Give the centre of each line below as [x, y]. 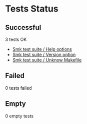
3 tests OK [16, 39]
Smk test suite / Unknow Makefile [47, 60]
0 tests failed [18, 88]
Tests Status [32, 9]
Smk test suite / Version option [44, 54]
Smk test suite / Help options [42, 49]
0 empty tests [19, 116]
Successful [23, 27]
